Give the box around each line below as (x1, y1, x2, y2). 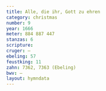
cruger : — (6, 48, 31, 54)
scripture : (6, 43, 34, 48)
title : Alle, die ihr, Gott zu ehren (6, 8, 101, 15)
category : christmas (6, 14, 58, 20)
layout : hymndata (6, 75, 50, 81)
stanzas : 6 (6, 37, 34, 43)
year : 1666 (6, 25, 34, 32)
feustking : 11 (6, 59, 42, 65)
